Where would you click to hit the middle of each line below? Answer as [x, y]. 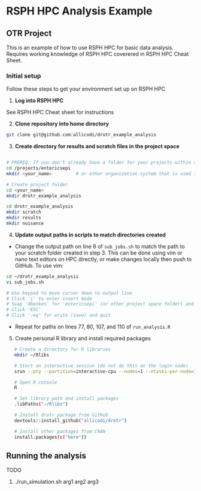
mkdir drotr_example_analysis [44, 196]
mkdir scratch [24, 212]
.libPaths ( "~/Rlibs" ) [41, 404]
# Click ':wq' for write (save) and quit [59, 315]
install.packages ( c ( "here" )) [50, 437]
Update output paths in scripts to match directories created [90, 235]
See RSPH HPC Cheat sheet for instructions [60, 112]
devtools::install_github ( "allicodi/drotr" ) [71, 420]
